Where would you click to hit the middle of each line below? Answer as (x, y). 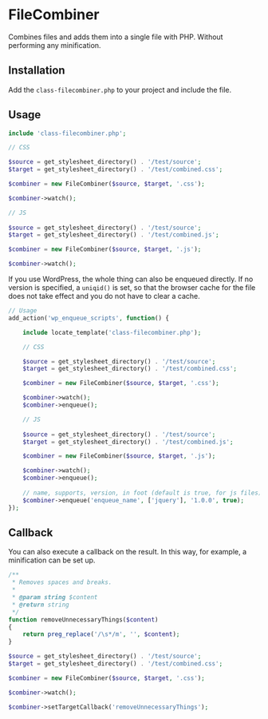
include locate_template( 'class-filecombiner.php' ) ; (112, 332)
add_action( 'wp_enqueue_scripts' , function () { (89, 318)
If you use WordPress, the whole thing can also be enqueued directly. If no (131, 279)
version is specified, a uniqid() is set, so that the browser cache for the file (132, 288)
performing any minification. (55, 45)
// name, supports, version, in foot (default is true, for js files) (142, 493)
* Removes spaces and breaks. (62, 582)
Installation (37, 71)
